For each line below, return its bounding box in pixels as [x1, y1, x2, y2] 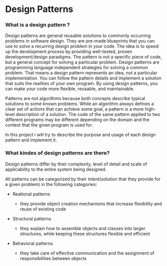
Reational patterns [12, 191, 50, 197]
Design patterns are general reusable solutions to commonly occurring [5, 32, 151, 38]
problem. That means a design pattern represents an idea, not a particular [5, 70, 157, 76]
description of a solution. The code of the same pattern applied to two [15, 111, 160, 117]
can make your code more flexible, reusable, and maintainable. [5, 86, 135, 92]
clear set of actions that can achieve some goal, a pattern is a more [5, 106, 144, 112]
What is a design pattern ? [5, 21, 70, 28]
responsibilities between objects [19, 255, 87, 261]
